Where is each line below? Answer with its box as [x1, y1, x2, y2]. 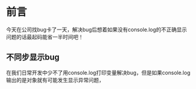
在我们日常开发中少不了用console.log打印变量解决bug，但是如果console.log [6, 69, 191, 76]
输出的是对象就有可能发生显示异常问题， [6, 76, 104, 83]
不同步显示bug [6, 52, 60, 62]
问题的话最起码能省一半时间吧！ [6, 33, 84, 40]
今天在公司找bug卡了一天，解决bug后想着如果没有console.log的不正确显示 [6, 26, 187, 33]
